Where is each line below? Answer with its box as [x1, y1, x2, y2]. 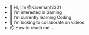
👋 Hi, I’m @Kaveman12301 [9, 5, 61, 10]
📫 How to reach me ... [9, 25, 54, 30]
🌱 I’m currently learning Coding [9, 15, 72, 20]
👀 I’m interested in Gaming [9, 9, 62, 15]
